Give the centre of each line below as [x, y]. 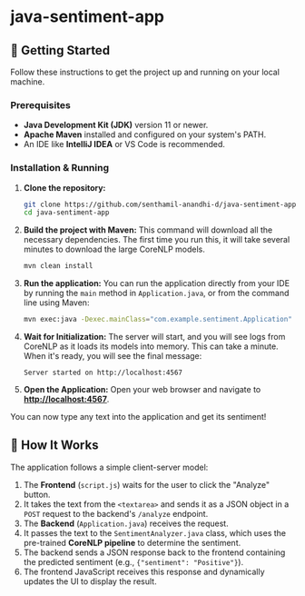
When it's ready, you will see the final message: [113, 356]
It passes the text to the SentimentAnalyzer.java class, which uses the [155, 532]
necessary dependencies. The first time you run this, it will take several [157, 240]
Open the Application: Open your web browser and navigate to [142, 390]
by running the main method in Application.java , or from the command [156, 293]
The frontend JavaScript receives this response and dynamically [144, 571]
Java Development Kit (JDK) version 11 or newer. [116, 125]
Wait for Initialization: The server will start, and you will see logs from [154, 337]
